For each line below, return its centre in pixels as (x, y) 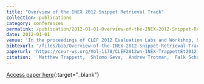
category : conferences (35, 23)
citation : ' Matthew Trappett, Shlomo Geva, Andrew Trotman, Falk (96, 57)
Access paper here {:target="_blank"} (53, 74)
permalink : (20, 29)
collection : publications (39, 18)
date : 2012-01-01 (28, 35)
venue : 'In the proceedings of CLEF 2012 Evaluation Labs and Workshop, (100, 40)
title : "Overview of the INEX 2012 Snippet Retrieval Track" (85, 12)
